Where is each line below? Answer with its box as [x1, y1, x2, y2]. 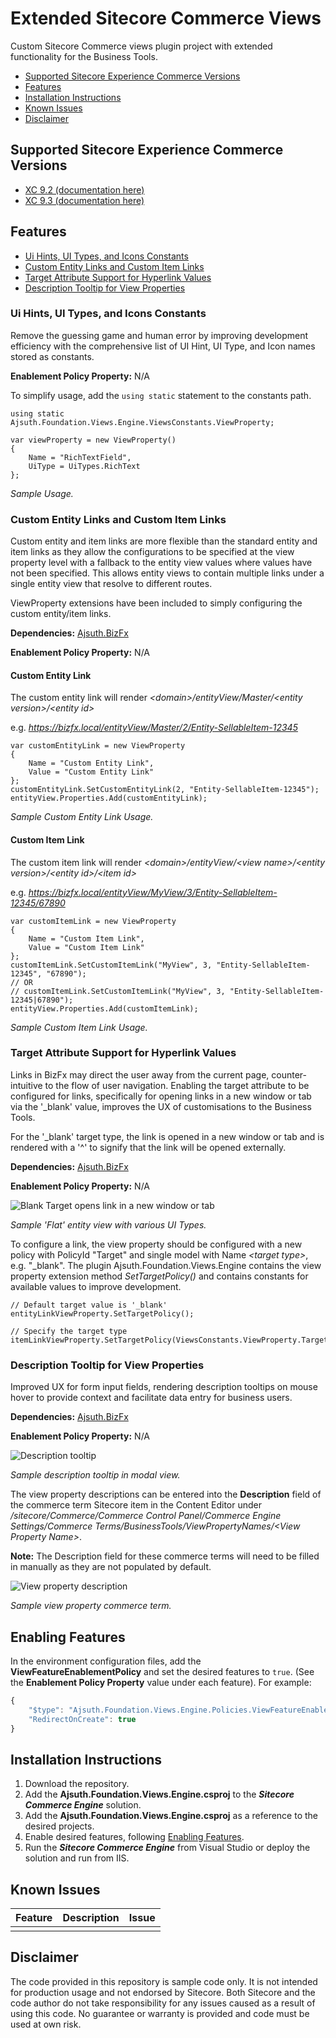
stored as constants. [10, 350, 95, 362]
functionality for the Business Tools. [10, 50, 158, 62]
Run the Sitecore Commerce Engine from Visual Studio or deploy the [24, 1842, 311, 1854]
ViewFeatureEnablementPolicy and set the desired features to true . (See [10, 1665, 315, 1677]
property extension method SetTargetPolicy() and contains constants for [10, 1270, 309, 1282]
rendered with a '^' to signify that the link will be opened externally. [10, 1141, 287, 1153]
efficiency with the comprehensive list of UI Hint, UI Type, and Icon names [10, 340, 316, 352]
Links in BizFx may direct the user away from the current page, [10, 1068, 270, 1081]
